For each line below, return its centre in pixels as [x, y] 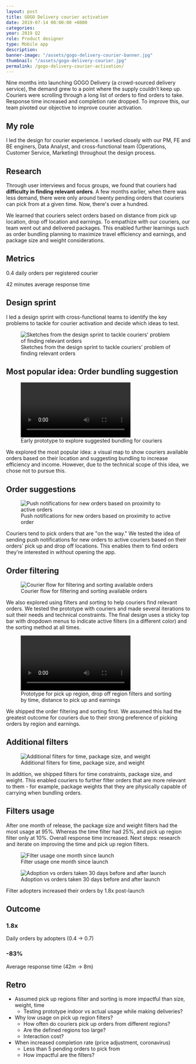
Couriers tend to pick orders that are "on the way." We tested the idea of [93, 533]
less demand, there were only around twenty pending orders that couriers [95, 198]
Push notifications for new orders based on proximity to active [96, 516]
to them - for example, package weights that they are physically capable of [97, 786]
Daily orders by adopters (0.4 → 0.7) [50, 938]
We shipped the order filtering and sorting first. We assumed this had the [94, 711]
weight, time [30, 1005]
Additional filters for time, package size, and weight [83, 762]
